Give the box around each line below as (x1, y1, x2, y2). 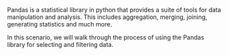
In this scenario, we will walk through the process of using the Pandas (7, 33, 205, 41)
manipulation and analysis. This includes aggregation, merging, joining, (7, 13, 207, 21)
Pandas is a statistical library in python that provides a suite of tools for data (7, 6, 221, 14)
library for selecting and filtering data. (7, 41, 114, 48)
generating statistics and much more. (7, 20, 112, 28)
